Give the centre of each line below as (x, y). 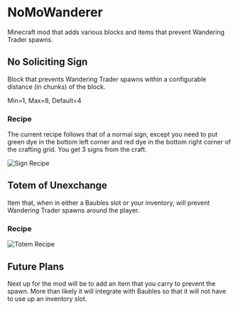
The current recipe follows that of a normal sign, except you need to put (113, 134)
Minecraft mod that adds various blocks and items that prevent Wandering (116, 32)
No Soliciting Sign (48, 62)
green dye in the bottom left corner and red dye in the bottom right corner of (119, 142)
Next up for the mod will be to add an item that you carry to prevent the (112, 283)
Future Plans (36, 266)
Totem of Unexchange (58, 186)
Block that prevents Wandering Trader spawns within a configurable (107, 79)
